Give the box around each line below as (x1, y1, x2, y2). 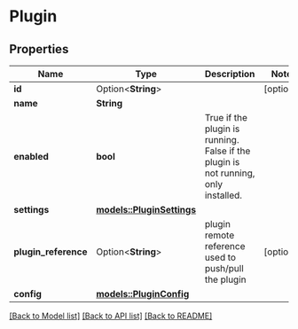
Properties (9, 42, 69, 57)
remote (204, 229, 235, 241)
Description (204, 68, 255, 80)
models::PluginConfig (96, 288, 190, 300)
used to (204, 251, 237, 263)
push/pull (204, 262, 244, 274)
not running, (204, 167, 255, 179)
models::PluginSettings (96, 204, 197, 215)
